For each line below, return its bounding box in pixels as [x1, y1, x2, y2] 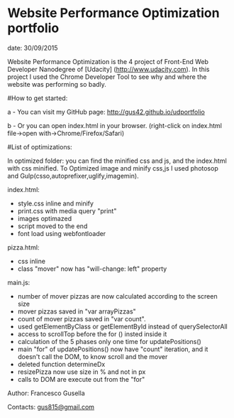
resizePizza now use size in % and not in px [17, 368, 146, 376]
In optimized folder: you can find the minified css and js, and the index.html [7, 156, 227, 165]
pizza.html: [7, 243, 40, 252]
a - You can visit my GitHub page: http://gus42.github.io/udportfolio [7, 107, 206, 116]
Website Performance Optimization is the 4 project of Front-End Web [7, 57, 209, 65]
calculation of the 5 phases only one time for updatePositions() [17, 337, 202, 345]
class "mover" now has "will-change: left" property [17, 264, 167, 273]
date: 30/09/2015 [7, 43, 58, 52]
